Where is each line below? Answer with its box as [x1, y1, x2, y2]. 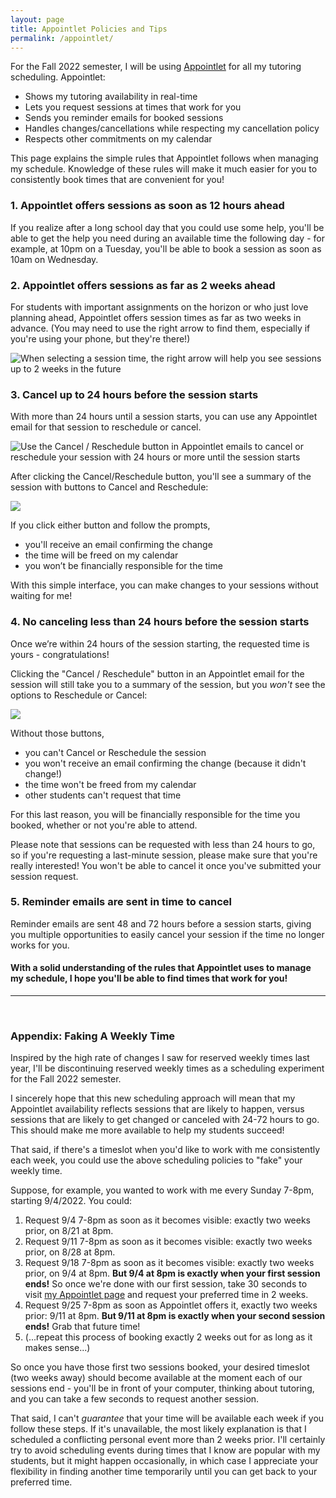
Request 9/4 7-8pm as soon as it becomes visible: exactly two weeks [24, 1214, 311, 1226]
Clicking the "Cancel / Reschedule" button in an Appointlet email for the [10, 667, 305, 680]
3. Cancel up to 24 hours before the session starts [10, 387, 259, 401]
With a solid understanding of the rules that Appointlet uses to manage [10, 962, 312, 974]
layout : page [10, 14, 65, 25]
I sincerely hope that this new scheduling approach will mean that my [10, 1092, 296, 1105]
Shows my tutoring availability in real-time [24, 91, 198, 103]
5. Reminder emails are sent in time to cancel [10, 895, 232, 909]
